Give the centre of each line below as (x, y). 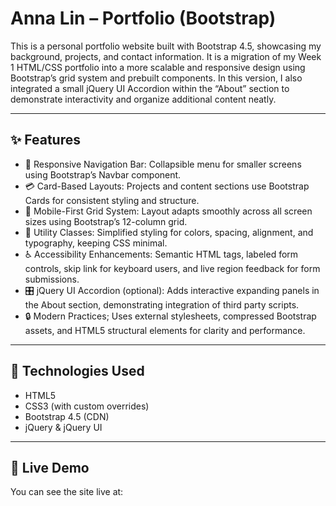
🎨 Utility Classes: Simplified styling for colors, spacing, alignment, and (169, 232)
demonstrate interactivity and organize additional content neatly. (143, 99)
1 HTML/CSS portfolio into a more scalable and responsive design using (158, 67)
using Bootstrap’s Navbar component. (103, 174)
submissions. (52, 279)
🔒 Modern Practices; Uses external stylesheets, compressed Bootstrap (170, 316)
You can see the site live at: (67, 492)
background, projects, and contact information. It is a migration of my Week (166, 56)
